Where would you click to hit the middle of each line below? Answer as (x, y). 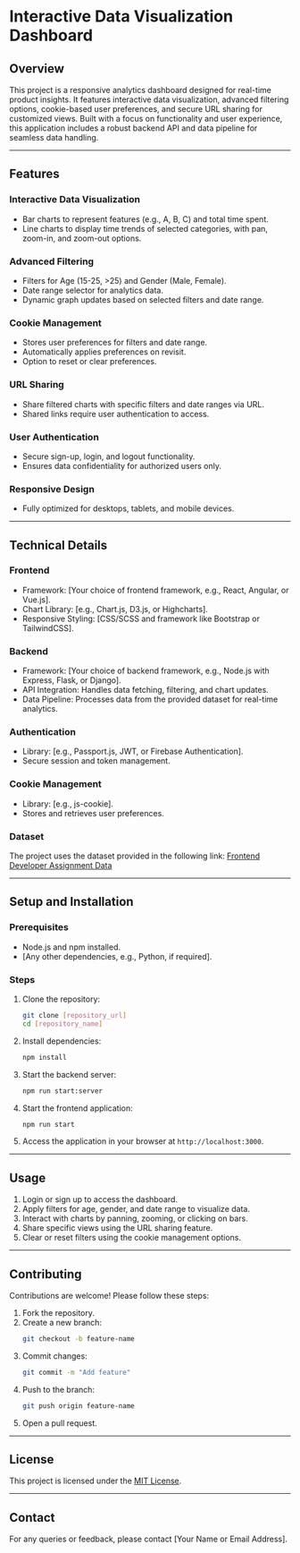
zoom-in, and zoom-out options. (82, 238)
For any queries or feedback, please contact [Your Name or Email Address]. (149, 1539)
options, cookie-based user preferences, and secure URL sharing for (136, 109)
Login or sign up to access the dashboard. (100, 1199)
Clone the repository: (61, 999)
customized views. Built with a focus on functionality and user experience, (146, 119)
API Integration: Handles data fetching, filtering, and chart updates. (146, 690)
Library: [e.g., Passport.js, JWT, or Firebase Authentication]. (133, 751)
